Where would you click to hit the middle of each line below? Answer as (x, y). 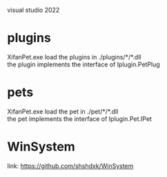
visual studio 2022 (33, 10)
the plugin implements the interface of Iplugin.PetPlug (83, 64)
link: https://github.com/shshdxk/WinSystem (70, 166)
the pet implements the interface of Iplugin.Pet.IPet (79, 119)
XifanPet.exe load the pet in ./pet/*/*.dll (63, 111)
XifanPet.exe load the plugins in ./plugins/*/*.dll (74, 57)
